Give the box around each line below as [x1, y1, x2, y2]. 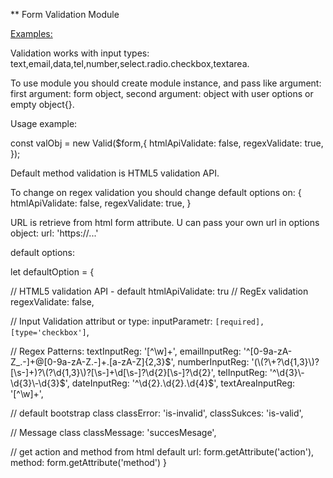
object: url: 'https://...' [10, 227, 99, 239]
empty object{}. [10, 99, 75, 110]
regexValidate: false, [10, 296, 95, 308]
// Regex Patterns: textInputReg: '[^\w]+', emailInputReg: [10, 345, 242, 357]
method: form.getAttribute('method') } [10, 457, 168, 468]
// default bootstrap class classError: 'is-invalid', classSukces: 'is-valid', [10, 407, 304, 419]
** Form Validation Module [10, 9, 120, 20]
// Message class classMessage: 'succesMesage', [10, 427, 217, 438]
